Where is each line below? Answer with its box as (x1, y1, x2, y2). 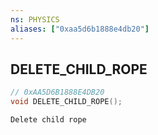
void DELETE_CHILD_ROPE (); (10, 97, 123, 107)
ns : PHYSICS (10, 14, 60, 25)
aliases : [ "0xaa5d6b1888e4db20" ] (10, 24, 150, 34)
